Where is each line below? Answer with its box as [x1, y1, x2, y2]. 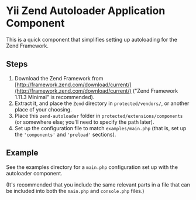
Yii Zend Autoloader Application [6, 4, 166, 18]
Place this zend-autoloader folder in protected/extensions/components [14, 112, 183, 119]
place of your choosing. [14, 106, 72, 113]
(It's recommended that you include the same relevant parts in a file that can [6, 181, 190, 188]
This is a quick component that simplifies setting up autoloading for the [6, 36, 177, 43]
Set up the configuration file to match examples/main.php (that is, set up [14, 124, 187, 131]
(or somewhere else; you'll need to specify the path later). [14, 118, 154, 126]
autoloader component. [6, 170, 63, 177]
